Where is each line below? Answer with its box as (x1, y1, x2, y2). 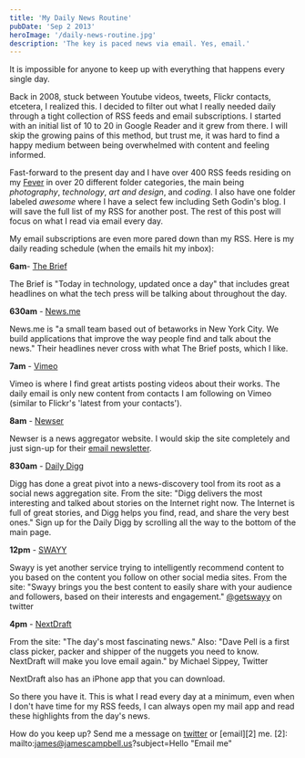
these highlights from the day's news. (9, 711, 150, 721)
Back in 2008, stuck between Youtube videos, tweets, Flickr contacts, (9, 91, 271, 102)
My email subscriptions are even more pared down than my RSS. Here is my (9, 234, 294, 245)
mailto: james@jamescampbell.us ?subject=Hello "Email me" (9, 738, 232, 749)
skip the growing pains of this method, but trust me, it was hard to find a (9, 130, 280, 142)
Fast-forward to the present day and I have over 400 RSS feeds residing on (9, 167, 291, 178)
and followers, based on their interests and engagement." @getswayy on (9, 591, 282, 603)
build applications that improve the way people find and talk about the (9, 333, 271, 344)
